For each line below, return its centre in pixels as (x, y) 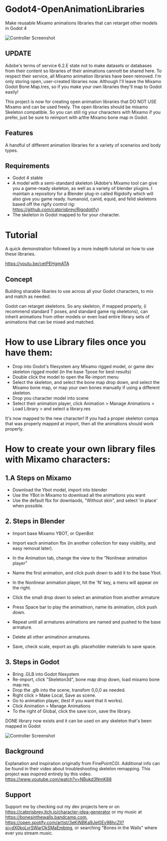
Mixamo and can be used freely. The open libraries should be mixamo (77, 107)
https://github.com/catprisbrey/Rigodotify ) (56, 209)
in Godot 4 (16, 28)
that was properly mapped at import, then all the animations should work (80, 424)
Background (24, 751)
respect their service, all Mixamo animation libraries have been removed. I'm (83, 76)
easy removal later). (33, 548)
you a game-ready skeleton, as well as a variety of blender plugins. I (82, 188)
